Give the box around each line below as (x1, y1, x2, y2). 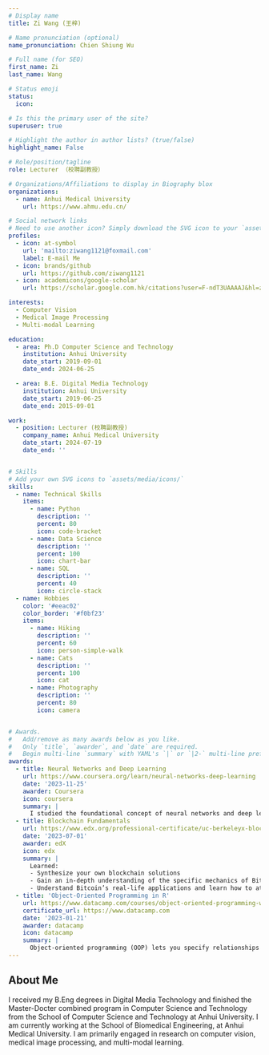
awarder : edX (22, 839, 66, 847)
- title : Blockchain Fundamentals (15, 817, 130, 826)
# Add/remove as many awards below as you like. (8, 735, 181, 743)
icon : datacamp (22, 929, 74, 937)
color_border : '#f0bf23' (22, 609, 106, 617)
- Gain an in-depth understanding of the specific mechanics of (29, 877, 249, 885)
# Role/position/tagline (8, 158, 91, 167)
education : (8, 335, 45, 343)
